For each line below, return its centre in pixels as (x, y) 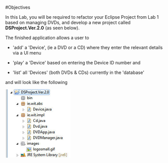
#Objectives (18, 7)
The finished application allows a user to (47, 38)
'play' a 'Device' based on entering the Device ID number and (76, 63)
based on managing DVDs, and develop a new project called (68, 23)
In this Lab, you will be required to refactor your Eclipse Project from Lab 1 (82, 17)
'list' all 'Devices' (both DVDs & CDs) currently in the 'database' (78, 72)
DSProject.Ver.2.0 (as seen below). (42, 28)
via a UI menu (27, 53)
